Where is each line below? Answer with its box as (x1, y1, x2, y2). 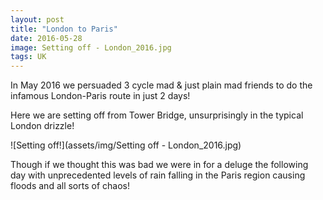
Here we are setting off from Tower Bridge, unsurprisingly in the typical (10, 109, 304, 121)
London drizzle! (10, 120, 75, 132)
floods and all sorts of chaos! (10, 180, 130, 192)
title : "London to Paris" (10, 24, 118, 34)
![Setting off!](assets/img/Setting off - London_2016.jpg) (10, 139, 242, 151)
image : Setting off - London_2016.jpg (10, 42, 172, 53)
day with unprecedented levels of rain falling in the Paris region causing (10, 169, 306, 181)
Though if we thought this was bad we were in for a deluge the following (10, 159, 309, 171)
